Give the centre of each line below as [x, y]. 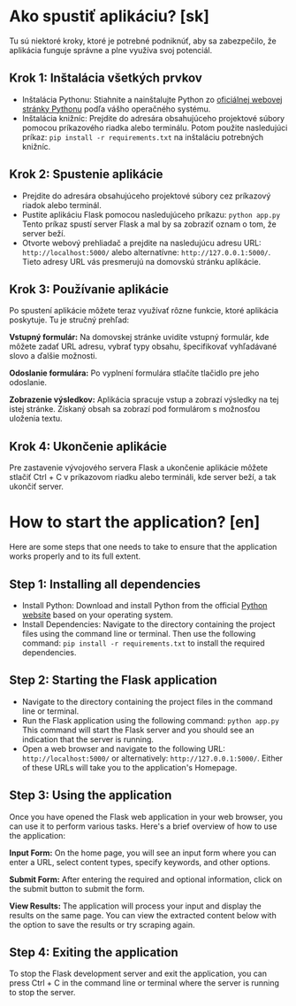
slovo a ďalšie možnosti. [53, 356]
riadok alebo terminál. [61, 205]
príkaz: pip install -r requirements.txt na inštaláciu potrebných [143, 137]
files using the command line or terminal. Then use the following [139, 633]
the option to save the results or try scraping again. [102, 925]
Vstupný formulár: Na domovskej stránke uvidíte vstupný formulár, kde [139, 337]
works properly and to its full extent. [75, 556]
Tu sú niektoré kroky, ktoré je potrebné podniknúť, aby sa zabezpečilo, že [143, 41]
